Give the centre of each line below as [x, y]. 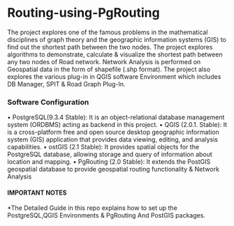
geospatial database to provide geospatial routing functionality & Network [114, 169]
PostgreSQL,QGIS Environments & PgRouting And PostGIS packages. [107, 216]
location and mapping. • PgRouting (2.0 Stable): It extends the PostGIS [109, 162]
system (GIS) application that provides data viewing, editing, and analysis [113, 140]
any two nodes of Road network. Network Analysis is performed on [104, 61]
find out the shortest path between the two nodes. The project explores [110, 47]
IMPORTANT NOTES [37, 193]
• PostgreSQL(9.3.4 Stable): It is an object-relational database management [116, 117]
